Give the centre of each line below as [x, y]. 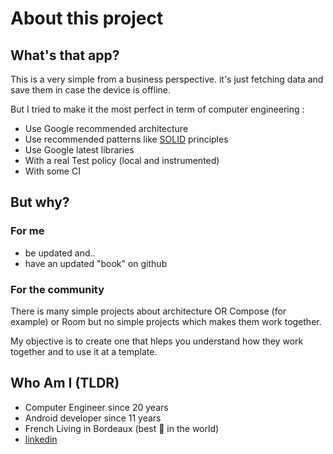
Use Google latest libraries [79, 150]
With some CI [52, 171]
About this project [87, 18]
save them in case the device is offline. [90, 90]
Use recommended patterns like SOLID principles [126, 139]
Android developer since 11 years [93, 418]
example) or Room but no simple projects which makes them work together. [166, 321]
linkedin [41, 439]
